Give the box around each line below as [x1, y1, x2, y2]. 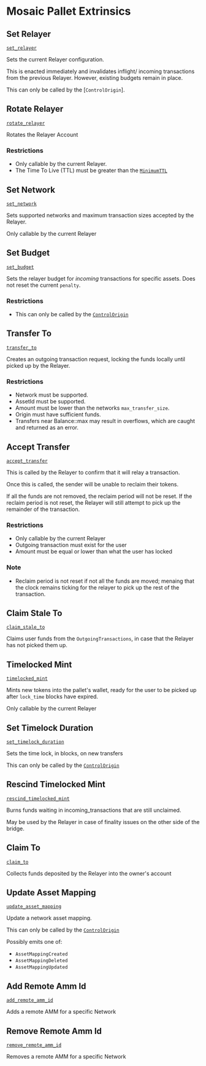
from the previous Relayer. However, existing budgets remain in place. [6, 74, 183, 81]
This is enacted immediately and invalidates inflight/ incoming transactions [6, 68, 195, 75]
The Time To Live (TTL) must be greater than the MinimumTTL [15, 167, 167, 174]
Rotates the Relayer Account [6, 131, 78, 138]
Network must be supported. [15, 391, 89, 399]
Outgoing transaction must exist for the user [15, 542, 127, 549]
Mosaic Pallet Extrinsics [6, 4, 131, 18]
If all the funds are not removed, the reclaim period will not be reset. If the [6, 492, 193, 500]
